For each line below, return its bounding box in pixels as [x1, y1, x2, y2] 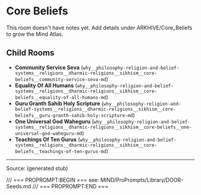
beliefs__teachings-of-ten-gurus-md [14, 148, 106, 154]
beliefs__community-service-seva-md [14, 76, 106, 82]
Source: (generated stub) [6, 164, 68, 172]
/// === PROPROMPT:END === [32, 182, 109, 190]
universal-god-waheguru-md [14, 130, 83, 136]
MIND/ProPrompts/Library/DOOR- [100, 176, 184, 184]
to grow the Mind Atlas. [6, 30, 64, 37]
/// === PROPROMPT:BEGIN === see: [6, 176, 99, 184]
